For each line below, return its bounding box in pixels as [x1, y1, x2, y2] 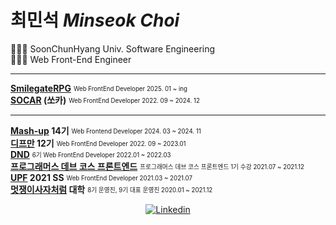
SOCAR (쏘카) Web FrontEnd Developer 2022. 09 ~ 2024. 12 [10, 94, 200, 106]
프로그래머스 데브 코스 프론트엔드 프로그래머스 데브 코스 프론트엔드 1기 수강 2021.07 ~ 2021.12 [10, 160, 305, 172]
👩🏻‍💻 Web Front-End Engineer [10, 53, 132, 65]
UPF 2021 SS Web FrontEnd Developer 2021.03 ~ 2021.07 [10, 171, 193, 183]
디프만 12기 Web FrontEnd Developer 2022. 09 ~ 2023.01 [10, 137, 187, 149]
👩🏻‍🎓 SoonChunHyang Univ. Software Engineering [10, 42, 216, 55]
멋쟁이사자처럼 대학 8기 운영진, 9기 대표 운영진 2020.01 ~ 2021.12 [10, 183, 213, 195]
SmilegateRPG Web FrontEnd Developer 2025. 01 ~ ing [10, 82, 188, 94]
